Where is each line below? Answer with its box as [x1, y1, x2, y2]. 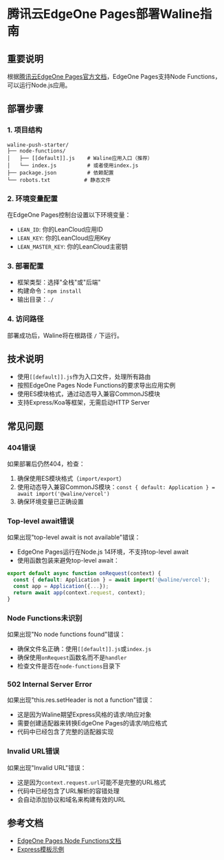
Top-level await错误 [7, 517, 74, 525]
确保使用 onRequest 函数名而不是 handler [16, 653, 127, 661]
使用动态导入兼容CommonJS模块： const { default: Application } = [16, 483, 215, 491]
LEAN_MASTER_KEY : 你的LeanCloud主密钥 [16, 242, 128, 251]
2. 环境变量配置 [7, 194, 58, 203]
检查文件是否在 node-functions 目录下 [16, 662, 122, 670]
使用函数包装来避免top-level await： [16, 556, 120, 565]
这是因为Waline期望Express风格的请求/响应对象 [16, 710, 152, 718]
